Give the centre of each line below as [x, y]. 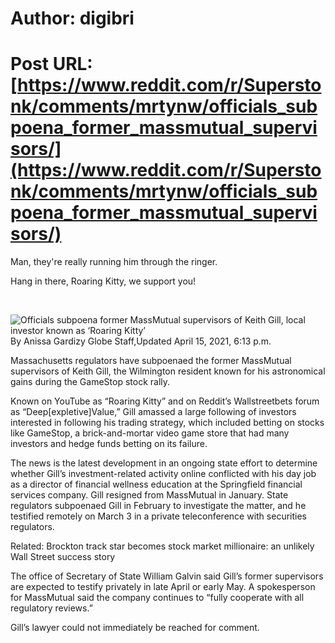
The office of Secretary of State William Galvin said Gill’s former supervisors [167, 576]
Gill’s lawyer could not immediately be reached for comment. [135, 628]
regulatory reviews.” [51, 608]
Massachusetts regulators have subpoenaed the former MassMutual [151, 361]
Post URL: [51, 64]
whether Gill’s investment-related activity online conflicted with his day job [163, 474]
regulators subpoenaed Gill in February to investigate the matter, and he [158, 506]
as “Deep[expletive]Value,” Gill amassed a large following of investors [153, 412]
